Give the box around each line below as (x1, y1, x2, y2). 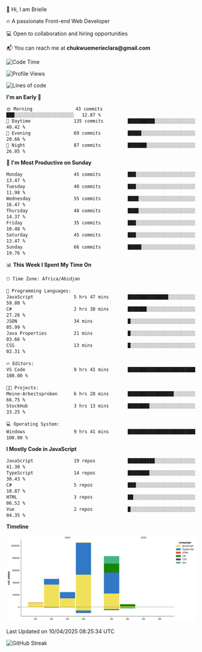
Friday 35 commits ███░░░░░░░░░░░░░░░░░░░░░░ (6, 220, 196, 226)
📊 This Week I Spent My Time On (6, 261, 92, 268)
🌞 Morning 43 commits (6, 106, 103, 112)
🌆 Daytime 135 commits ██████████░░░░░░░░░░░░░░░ (6, 118, 196, 124)
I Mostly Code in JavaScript (6, 446, 77, 452)
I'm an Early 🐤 (6, 94, 42, 100)
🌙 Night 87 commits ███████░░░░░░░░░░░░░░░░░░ (6, 142, 196, 148)
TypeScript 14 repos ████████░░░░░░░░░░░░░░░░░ (6, 470, 196, 476)
